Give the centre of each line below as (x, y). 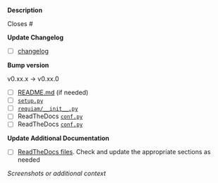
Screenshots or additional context (57, 173)
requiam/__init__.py (48, 109)
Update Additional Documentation (58, 138)
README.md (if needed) (53, 93)
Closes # (20, 24)
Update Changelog (35, 37)
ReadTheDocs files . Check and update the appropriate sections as (114, 152)
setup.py (30, 101)
